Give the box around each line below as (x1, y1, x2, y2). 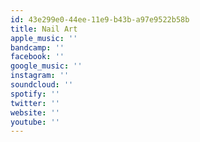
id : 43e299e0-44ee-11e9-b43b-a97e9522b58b (10, 14, 190, 25)
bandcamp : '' (10, 42, 65, 53)
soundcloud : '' (10, 80, 74, 90)
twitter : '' (10, 98, 60, 108)
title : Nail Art (10, 24, 78, 34)
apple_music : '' (10, 33, 78, 43)
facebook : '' (10, 52, 65, 62)
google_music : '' (10, 61, 83, 71)
